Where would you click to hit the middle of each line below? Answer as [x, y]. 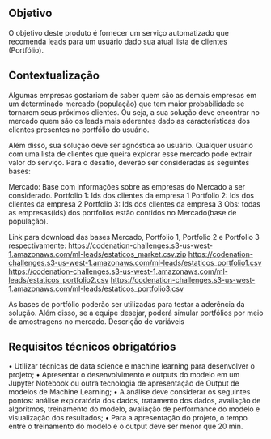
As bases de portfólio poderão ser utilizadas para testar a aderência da [127, 304]
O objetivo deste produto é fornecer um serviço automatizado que [119, 32]
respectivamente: [38, 245]
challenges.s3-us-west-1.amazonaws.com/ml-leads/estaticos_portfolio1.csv [135, 262]
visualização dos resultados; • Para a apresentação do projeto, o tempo [128, 418]
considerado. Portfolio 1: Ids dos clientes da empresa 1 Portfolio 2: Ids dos [131, 195]
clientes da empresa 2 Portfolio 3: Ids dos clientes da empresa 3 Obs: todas [135, 204]
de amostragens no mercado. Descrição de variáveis [96, 321]
